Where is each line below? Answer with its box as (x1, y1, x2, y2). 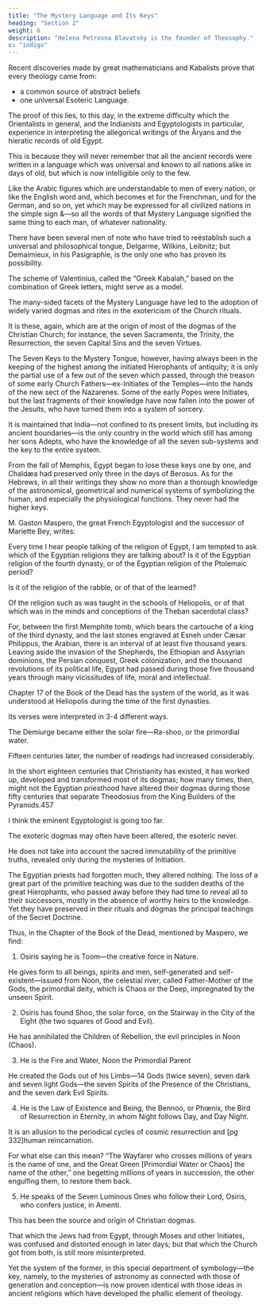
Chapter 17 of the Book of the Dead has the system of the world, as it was (8, 688, 249, 698)
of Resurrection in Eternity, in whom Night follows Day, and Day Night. (19, 1112, 249, 1122)
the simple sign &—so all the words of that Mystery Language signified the (8, 209, 252, 219)
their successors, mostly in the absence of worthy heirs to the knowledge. (8, 896, 251, 905)
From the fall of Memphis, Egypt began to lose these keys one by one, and (8, 460, 252, 470)
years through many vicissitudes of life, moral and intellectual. (8, 672, 211, 682)
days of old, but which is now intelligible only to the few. (8, 169, 191, 178)
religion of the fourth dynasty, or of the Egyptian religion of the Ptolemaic (8, 559, 248, 568)
